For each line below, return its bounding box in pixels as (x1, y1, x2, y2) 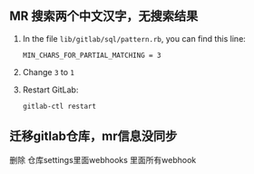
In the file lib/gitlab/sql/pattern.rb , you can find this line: (22, 33, 247, 43)
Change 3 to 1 (22, 66, 75, 77)
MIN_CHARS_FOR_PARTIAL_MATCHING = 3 (22, 51, 161, 60)
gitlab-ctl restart (22, 101, 97, 111)
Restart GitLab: (22, 84, 79, 95)
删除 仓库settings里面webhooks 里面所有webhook (9, 154, 197, 165)
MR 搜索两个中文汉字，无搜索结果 (9, 8, 199, 24)
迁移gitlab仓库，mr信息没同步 (9, 129, 178, 144)
